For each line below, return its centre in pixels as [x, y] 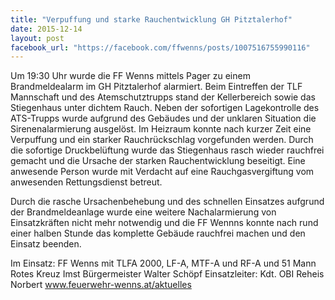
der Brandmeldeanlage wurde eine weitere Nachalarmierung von [143, 212]
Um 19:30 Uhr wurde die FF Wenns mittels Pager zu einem [130, 76]
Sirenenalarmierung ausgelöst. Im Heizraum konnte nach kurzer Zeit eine [161, 129]
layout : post [37, 38]
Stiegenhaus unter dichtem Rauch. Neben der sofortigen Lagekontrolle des [165, 108]
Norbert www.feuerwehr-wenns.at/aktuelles [101, 285]
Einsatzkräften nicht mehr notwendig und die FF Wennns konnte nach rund [164, 223]
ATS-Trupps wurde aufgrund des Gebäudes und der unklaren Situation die [163, 118]
